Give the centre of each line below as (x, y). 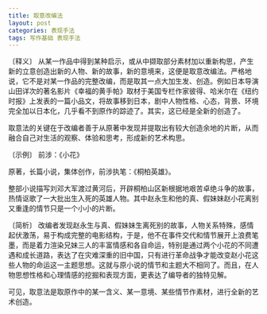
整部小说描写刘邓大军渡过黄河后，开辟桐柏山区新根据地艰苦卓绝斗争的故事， (133, 188)
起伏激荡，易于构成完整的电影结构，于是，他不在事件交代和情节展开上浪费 (130, 235)
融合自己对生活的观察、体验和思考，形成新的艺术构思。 (99, 138)
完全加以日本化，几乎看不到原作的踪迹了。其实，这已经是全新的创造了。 (126, 111)
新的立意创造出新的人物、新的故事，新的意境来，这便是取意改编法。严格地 (130, 72)
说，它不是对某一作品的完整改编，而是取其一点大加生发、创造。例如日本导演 (133, 81)
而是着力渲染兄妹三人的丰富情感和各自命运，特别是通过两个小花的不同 (137, 245)
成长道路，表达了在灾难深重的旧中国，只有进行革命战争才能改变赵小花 (137, 255)
